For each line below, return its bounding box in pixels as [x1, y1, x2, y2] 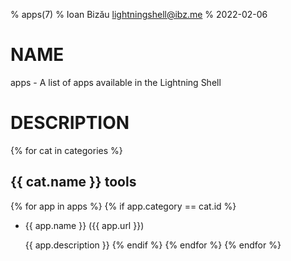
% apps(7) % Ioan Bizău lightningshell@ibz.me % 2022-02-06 [10, 9, 268, 20]
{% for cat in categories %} [10, 144, 123, 156]
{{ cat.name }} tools [10, 174, 137, 191]
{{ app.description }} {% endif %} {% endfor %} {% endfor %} [24, 239, 282, 251]
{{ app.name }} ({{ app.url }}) [24, 219, 145, 231]
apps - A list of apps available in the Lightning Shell [10, 76, 222, 88]
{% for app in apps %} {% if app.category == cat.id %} [10, 200, 237, 212]
